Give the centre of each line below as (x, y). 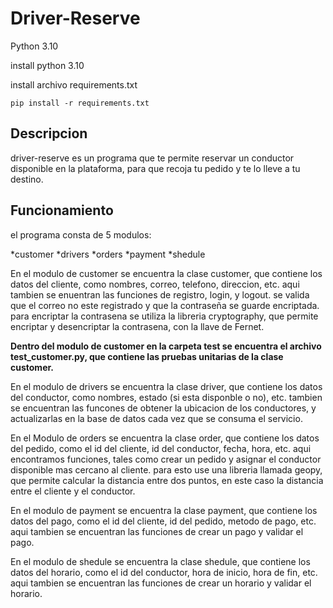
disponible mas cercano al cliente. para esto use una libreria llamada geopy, (166, 469)
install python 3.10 (47, 65)
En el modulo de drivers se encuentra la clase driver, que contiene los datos (166, 386)
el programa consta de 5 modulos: (81, 234)
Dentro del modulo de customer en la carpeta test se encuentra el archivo (166, 346)
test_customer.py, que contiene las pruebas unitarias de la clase (147, 356)
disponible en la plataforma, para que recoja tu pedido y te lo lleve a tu (155, 168)
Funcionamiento (62, 210)
